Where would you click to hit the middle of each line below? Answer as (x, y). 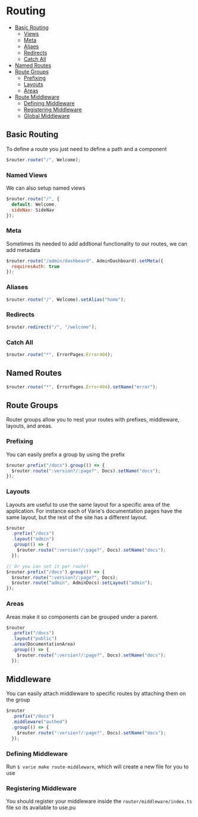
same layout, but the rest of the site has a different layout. (77, 517)
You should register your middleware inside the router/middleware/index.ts (99, 802)
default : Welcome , (34, 204)
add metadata (23, 250)
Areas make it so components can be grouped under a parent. (82, 617)
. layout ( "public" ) (34, 639)
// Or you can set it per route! (48, 566)
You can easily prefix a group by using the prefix (65, 454)
